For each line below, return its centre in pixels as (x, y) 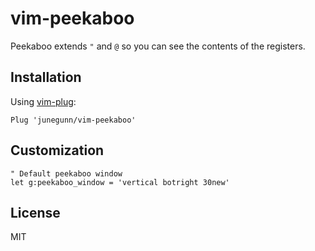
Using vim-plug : (43, 101)
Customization (57, 150)
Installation (46, 77)
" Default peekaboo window (66, 173)
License (35, 212)
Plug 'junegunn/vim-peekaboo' (73, 120)
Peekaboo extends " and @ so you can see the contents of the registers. (158, 46)
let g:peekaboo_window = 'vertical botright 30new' (120, 182)
